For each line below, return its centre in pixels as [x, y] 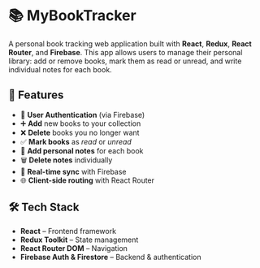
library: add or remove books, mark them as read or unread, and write [125, 61]
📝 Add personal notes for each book [82, 150]
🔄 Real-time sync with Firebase [74, 171]
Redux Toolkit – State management [79, 240]
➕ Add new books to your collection [80, 123]
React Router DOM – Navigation [74, 248]
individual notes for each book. [60, 69]
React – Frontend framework [68, 231]
